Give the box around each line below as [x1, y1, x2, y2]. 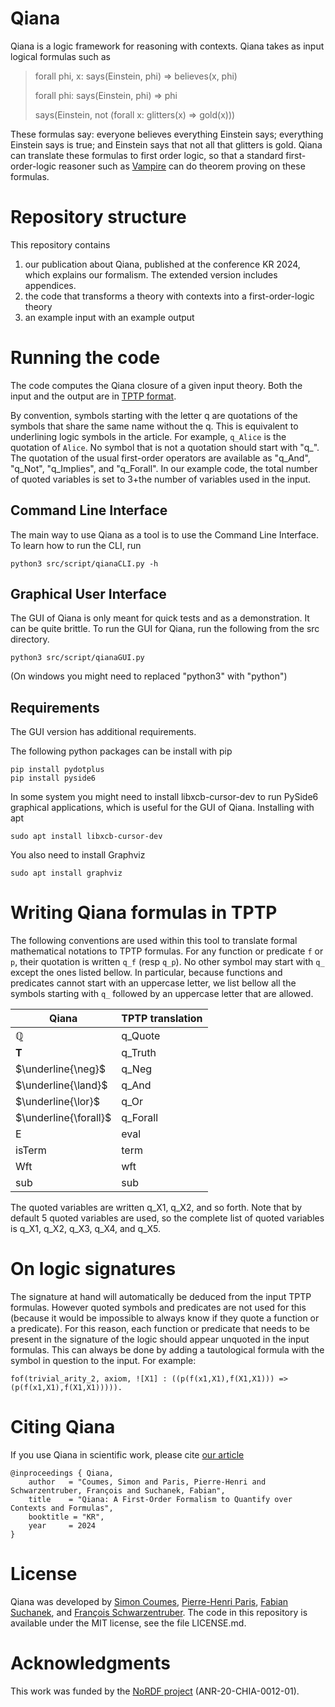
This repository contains [10, 238, 111, 251]
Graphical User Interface [10, 586, 167, 603]
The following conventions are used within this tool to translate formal [10, 935, 298, 947]
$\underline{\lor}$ [15, 1095, 100, 1109]
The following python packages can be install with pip [10, 745, 233, 757]
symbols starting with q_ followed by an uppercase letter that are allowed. [10, 988, 314, 1000]
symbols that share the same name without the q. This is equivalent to [10, 420, 299, 432]
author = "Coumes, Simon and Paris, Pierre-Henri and [28, 1477, 267, 1487]
